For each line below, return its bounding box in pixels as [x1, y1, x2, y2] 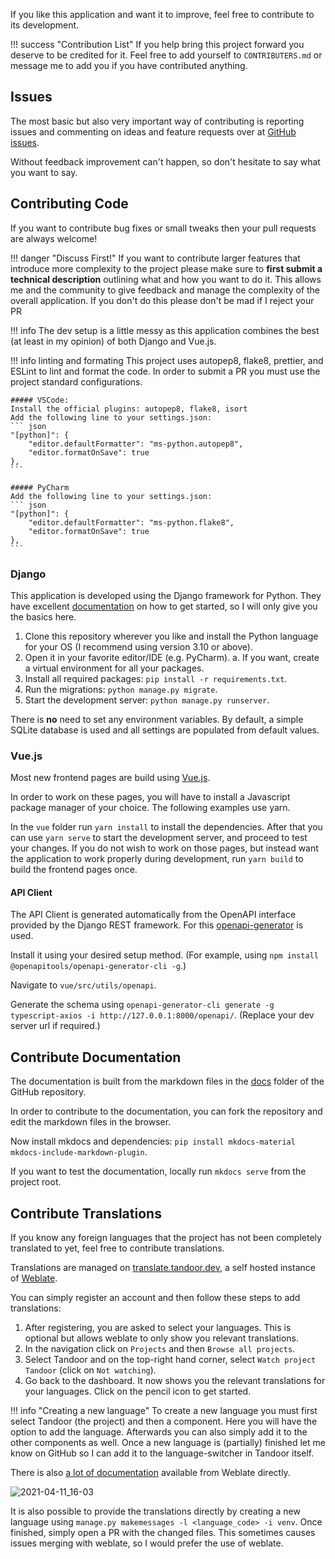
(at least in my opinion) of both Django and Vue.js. [10, 335, 217, 347]
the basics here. [10, 610, 77, 623]
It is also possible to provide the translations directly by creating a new [10, 1505, 301, 1518]
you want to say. [10, 166, 78, 178]
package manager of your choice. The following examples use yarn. [10, 802, 291, 814]
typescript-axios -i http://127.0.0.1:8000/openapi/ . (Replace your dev [10, 1009, 315, 1021]
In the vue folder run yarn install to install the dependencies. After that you [10, 821, 323, 833]
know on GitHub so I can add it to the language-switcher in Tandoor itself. [10, 1447, 315, 1459]
